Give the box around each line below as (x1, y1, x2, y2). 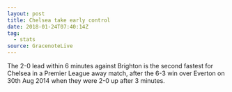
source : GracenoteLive (7, 43, 73, 49)
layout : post (7, 10, 45, 17)
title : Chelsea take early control (7, 17, 111, 24)
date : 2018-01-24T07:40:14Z (7, 23, 89, 30)
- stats (13, 36, 36, 43)
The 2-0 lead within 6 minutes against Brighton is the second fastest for (7, 62, 214, 70)
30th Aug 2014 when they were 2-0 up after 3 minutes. (7, 77, 165, 84)
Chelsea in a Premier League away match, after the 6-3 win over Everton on (7, 69, 225, 77)
